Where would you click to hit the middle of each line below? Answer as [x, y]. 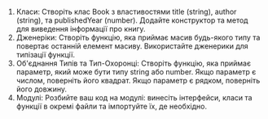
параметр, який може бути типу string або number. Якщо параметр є [136, 72]
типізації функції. [46, 55]
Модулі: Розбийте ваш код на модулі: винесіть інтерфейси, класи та [134, 98]
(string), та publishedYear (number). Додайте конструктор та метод [132, 20]
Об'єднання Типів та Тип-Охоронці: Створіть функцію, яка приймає [133, 63]
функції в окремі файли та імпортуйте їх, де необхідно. [112, 106]
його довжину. [42, 89]
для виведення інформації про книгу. [81, 29]
